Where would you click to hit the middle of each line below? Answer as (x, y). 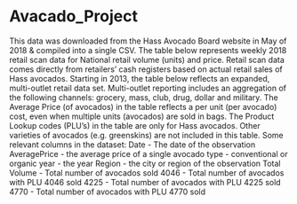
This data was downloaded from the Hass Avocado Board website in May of (148, 41)
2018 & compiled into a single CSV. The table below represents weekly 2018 (148, 50)
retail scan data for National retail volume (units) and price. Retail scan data (147, 59)
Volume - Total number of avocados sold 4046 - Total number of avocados (147, 173)
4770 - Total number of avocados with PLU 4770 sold (108, 192)
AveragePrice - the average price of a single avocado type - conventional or (148, 153)
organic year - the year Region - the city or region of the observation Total (145, 163)
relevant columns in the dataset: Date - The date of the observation (132, 145)
